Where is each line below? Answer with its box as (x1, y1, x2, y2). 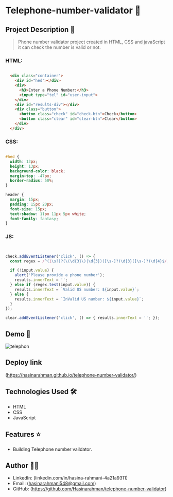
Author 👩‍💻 (5, 461, 39, 470)
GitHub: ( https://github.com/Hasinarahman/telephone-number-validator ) (12, 486, 167, 492)
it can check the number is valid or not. (18, 44, 101, 50)
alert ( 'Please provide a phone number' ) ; (14, 273, 105, 278)
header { (5, 192, 24, 198)
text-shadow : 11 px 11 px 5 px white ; (10, 211, 86, 217)
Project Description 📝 (5, 25, 75, 34)
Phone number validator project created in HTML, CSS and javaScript (18, 39, 165, 45)
